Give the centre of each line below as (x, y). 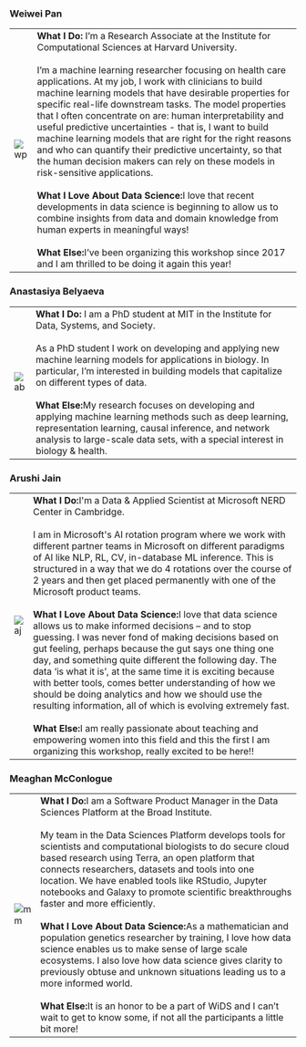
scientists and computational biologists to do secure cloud (165, 846)
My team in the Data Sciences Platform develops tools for (163, 835)
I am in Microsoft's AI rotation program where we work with (159, 534)
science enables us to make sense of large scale (144, 949)
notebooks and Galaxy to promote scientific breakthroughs (166, 892)
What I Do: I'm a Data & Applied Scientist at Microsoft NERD (159, 500)
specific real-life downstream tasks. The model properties (162, 105)
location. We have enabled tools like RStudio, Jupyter (154, 881)
